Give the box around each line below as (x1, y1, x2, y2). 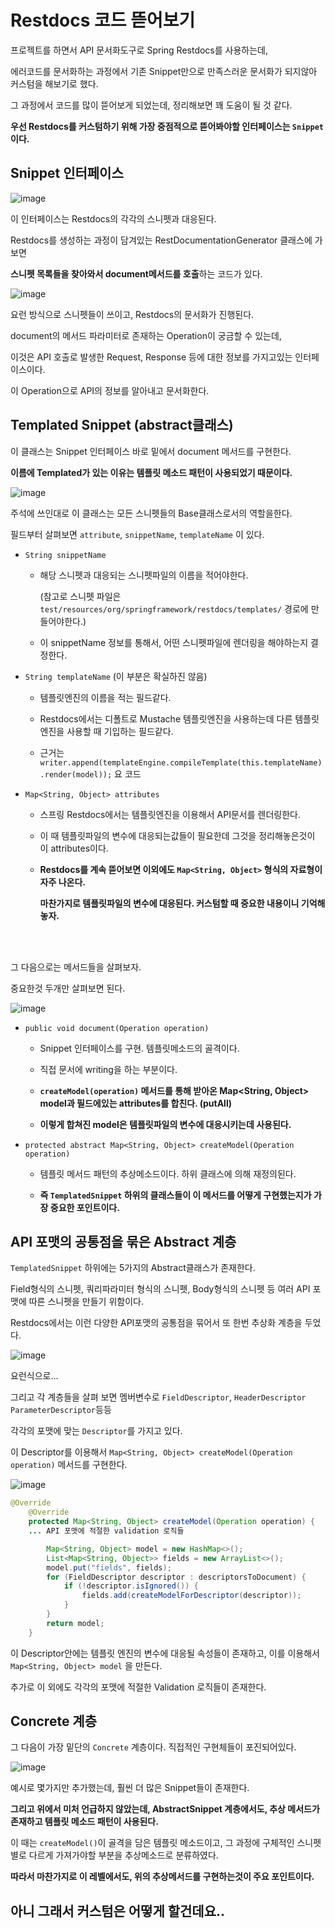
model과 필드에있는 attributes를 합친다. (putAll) (39, 1097, 232, 1109)
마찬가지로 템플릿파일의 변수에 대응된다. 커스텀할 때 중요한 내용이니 (39, 897, 300, 909)
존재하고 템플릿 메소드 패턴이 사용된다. (10, 1816, 159, 1828)
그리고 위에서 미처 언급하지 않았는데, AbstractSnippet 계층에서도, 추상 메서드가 (10, 1803, 320, 1815)
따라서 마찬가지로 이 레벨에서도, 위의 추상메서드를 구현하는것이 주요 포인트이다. (10, 1871, 315, 1883)
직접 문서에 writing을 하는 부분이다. (39, 1063, 178, 1075)
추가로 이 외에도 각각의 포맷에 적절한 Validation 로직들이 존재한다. (10, 1681, 267, 1693)
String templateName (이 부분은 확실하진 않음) (24, 670, 208, 682)
